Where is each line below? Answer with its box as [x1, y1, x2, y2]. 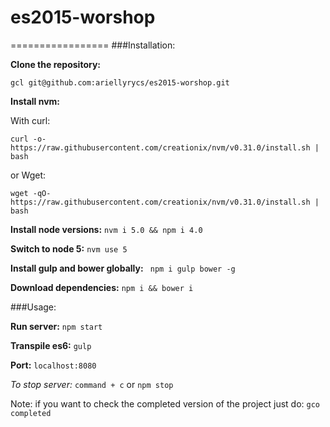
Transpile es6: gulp [10, 339, 92, 351]
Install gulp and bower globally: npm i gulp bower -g [10, 262, 236, 274]
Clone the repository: [10, 58, 101, 70]
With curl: [10, 114, 51, 126]
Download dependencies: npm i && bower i [10, 281, 194, 293]
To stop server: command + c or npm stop [10, 378, 174, 390]
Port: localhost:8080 [10, 359, 97, 371]
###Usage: [10, 301, 57, 313]
